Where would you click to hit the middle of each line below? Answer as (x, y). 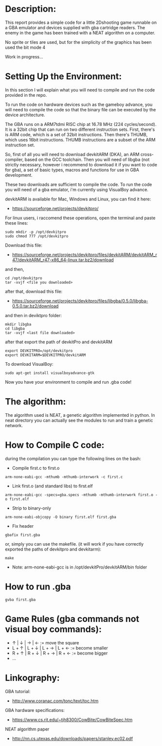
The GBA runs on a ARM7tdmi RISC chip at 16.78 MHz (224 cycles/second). (81, 124)
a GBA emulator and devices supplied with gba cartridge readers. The (75, 27)
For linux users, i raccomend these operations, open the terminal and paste (80, 218)
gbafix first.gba (23, 535)
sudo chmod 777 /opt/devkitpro (37, 236)
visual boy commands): (54, 629)
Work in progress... (24, 56)
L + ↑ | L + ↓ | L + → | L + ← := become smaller (60, 648)
